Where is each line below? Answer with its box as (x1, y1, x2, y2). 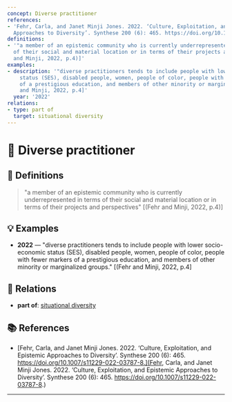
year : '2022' (13, 94, 51, 101)
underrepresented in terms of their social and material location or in (23, 195, 217, 203)
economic (17, 248, 46, 257)
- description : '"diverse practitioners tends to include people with (7, 68, 215, 74)
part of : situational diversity (17, 301, 97, 310)
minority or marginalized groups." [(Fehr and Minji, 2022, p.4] (17, 263, 192, 271)
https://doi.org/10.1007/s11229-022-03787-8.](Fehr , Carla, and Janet (17, 359, 213, 367)
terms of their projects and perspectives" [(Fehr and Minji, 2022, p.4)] (23, 203, 223, 211)
